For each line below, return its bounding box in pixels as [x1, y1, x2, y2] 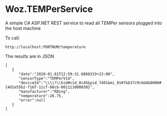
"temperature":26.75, [18, 93, 64, 98]
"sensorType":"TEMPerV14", [18, 76, 75, 81]
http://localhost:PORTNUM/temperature [5, 44, 86, 49]
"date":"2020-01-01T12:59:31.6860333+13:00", [18, 71, 115, 77]
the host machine [5, 25, 41, 31]
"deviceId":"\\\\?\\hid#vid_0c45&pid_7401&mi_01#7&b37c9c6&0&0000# [18, 80, 162, 85]
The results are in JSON [5, 53, 54, 59]
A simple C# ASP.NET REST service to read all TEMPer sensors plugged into [5, 20, 162, 26]
